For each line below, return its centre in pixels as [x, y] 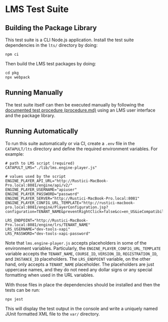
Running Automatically [42, 131]
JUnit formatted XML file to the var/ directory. [52, 314]
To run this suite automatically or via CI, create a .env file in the [70, 143]
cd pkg [12, 73]
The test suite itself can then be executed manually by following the [75, 104]
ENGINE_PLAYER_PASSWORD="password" [42, 194]
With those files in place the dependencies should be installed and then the [83, 284]
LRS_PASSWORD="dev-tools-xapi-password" [48, 234]
